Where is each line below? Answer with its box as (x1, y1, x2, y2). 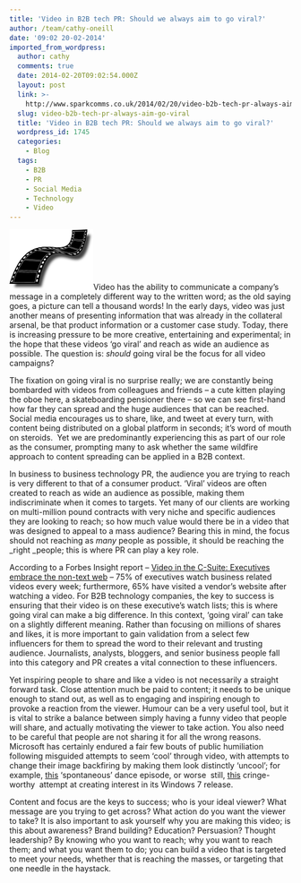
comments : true (17, 62, 74, 71)
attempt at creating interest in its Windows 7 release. (39, 779, 234, 790)
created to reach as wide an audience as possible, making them (9, 488, 245, 499)
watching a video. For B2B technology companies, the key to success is (9, 591, 275, 602)
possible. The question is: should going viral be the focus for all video (9, 348, 266, 359)
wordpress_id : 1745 (17, 128, 90, 137)
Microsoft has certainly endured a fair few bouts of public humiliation (9, 742, 264, 752)
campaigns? (9, 358, 55, 369)
